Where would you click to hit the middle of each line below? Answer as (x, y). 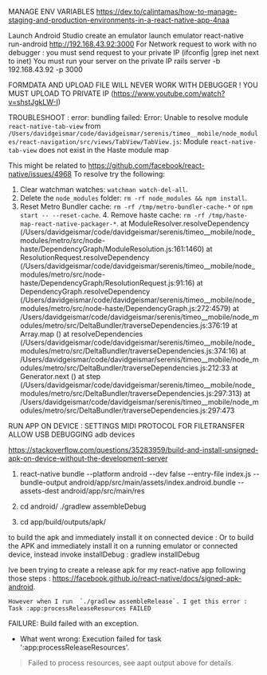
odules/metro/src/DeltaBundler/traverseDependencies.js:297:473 (127, 410)
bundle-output (43, 482)
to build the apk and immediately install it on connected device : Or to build (131, 537)
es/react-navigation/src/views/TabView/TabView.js (94, 142)
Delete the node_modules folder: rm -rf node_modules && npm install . (133, 198)
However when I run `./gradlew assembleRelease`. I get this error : (128, 601)
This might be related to (47, 166)
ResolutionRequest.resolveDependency (84, 258)
